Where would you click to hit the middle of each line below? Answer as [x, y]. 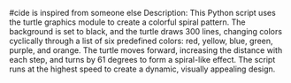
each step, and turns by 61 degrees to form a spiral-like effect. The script [142, 60]
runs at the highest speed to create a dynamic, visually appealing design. [142, 69]
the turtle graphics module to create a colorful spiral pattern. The [127, 22]
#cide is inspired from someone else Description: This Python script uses [142, 13]
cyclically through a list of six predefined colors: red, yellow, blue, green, [141, 41]
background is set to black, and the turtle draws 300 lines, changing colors [146, 31]
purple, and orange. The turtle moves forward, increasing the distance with [146, 50]
